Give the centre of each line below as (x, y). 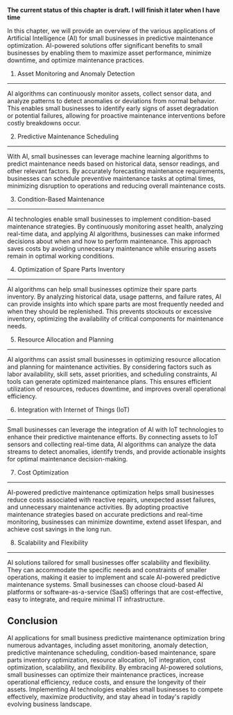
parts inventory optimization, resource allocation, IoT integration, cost (106, 660)
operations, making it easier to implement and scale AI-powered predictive (114, 577)
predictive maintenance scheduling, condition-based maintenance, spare (112, 652)
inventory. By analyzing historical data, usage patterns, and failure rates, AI (114, 297)
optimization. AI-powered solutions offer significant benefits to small (105, 45)
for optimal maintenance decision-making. (68, 459)
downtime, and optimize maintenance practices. (76, 60)
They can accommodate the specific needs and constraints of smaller (107, 570)
